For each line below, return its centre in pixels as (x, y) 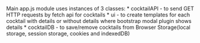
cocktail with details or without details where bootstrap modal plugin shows (99, 21)
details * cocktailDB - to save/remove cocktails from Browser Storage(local (99, 27)
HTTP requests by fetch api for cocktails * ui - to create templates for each (98, 15)
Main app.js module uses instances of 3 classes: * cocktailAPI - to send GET (100, 9)
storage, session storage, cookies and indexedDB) (68, 34)
